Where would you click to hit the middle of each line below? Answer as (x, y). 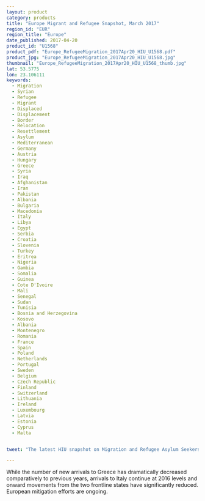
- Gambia (23, 268)
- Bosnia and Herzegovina (45, 314)
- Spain (22, 347)
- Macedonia (27, 211)
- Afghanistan (30, 183)
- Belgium (24, 376)
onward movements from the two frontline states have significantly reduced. (102, 485)
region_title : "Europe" (37, 35)
